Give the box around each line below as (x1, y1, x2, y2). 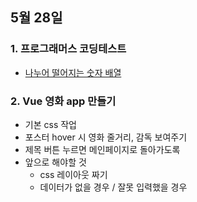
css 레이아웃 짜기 (39, 168, 108, 180)
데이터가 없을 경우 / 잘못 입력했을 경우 (39, 181, 188, 193)
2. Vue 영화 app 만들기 (10, 94, 117, 108)
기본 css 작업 (24, 118, 77, 130)
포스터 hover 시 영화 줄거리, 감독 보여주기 (24, 131, 188, 143)
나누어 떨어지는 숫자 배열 (24, 66, 122, 78)
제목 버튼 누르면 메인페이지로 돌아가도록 (24, 143, 181, 155)
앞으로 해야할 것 (24, 156, 87, 168)
